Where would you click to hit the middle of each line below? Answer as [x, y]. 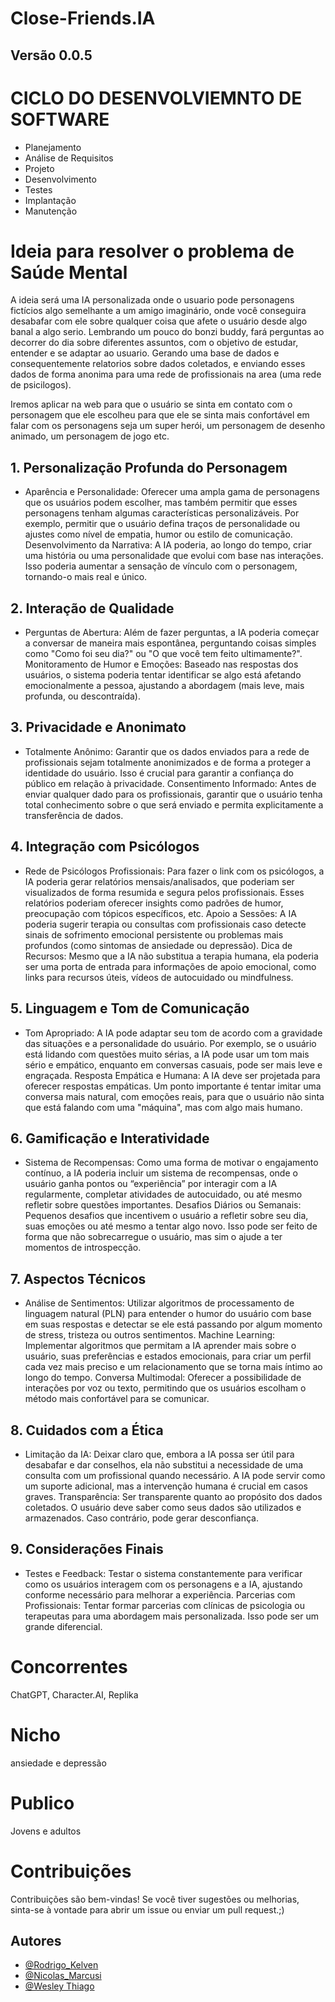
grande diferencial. [63, 1626]
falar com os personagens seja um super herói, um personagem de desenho [168, 426]
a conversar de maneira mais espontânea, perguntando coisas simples [170, 643]
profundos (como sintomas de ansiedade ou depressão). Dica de [158, 945]
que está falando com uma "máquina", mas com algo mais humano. [163, 1107]
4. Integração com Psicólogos [105, 847]
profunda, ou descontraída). [83, 696]
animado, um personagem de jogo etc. [90, 436]
